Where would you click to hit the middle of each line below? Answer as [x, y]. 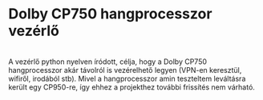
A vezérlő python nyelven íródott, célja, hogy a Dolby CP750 [107, 62]
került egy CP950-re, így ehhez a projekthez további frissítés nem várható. [131, 87]
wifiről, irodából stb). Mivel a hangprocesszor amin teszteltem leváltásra [127, 78]
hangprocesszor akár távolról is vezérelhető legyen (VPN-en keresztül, [125, 70]
